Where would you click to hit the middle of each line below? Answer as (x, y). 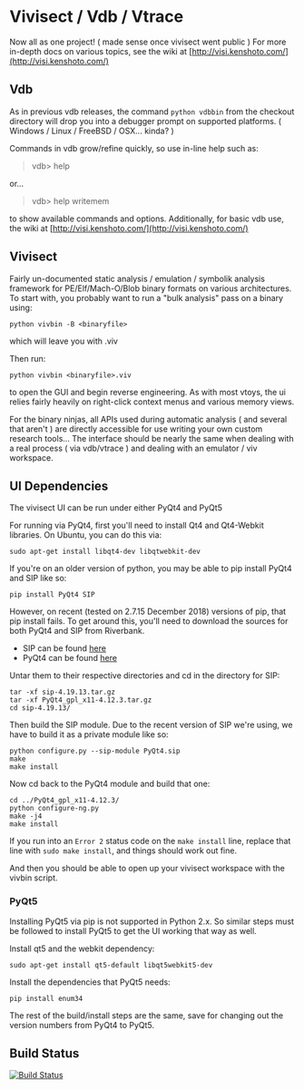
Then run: (28, 358)
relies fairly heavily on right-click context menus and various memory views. (152, 402)
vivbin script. (34, 878)
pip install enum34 (46, 998)
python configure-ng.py (54, 809)
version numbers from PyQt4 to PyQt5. (82, 1025)
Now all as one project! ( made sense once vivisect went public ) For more (148, 42)
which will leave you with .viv (64, 341)
